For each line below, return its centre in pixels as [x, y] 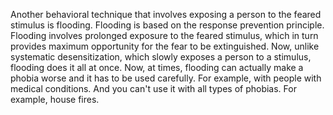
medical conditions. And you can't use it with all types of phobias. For [153, 88]
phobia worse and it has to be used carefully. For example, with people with [166, 78]
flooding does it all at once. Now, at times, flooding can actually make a [157, 67]
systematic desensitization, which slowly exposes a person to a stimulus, [161, 57]
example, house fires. [55, 99]
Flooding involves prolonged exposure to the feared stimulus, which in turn [164, 35]
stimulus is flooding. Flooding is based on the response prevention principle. [167, 25]
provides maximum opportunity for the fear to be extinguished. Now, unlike [165, 46]
